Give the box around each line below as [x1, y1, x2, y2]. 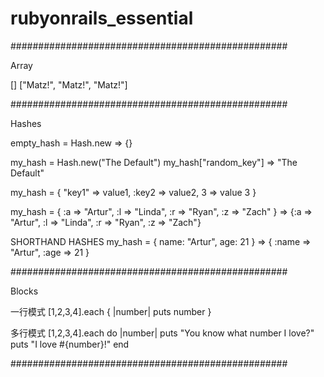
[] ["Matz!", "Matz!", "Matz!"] [10, 78, 128, 91]
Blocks [10, 285, 39, 297]
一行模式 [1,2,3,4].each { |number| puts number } [10, 305, 212, 317]
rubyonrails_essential [10, 7, 194, 30]
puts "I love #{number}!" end [10, 338, 130, 350]
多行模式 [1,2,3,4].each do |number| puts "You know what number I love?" [10, 327, 315, 339]
